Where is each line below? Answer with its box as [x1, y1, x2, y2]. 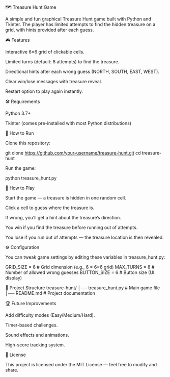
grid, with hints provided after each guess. [5, 27, 94, 33]
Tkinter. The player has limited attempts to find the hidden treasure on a [5, 21, 156, 27]
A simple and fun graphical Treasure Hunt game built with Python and [5, 16, 152, 22]
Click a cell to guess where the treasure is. [5, 205, 95, 211]
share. [5, 367, 19, 373]
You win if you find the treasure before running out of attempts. [5, 224, 138, 231]
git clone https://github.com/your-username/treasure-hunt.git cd [5, 150, 141, 156]
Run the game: [5, 165, 36, 171]
